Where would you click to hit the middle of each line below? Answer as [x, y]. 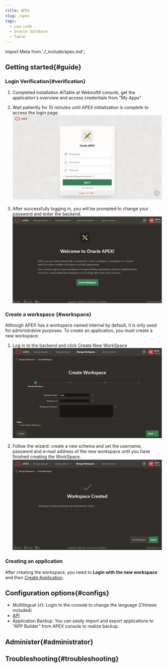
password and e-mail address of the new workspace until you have [81, 452]
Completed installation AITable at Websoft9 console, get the [74, 92]
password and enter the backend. [47, 214]
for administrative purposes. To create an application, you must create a [79, 331]
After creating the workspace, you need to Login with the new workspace [81, 572]
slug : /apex [17, 16]
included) [22, 610]
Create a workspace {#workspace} [48, 314]
